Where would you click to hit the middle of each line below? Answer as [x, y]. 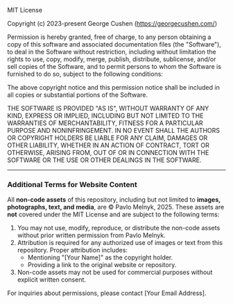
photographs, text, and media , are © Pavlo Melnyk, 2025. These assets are [116, 207]
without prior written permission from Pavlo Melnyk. [91, 235]
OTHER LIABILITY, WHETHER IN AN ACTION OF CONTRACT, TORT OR [108, 145]
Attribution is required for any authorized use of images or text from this [120, 243]
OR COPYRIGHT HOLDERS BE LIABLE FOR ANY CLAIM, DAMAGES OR [107, 138]
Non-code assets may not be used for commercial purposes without [115, 272]
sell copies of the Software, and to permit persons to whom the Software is [114, 66]
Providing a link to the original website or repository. [102, 265]
